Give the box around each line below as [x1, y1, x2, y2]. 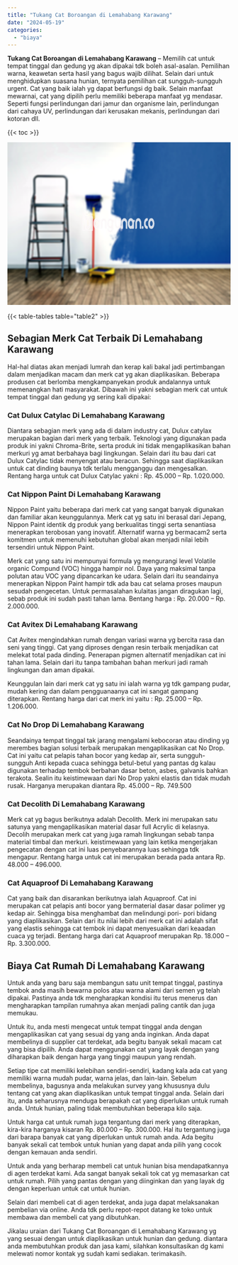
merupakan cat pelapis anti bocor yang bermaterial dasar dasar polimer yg [7, 901, 225, 910]
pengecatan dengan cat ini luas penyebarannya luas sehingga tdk [7, 845, 200, 854]
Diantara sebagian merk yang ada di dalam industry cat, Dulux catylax [7, 426, 212, 435]
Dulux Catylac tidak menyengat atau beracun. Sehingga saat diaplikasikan [7, 456, 224, 464]
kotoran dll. [7, 114, 40, 123]
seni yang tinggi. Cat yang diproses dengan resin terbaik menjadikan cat [7, 643, 219, 652]
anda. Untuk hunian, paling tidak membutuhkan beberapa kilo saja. [7, 1104, 203, 1113]
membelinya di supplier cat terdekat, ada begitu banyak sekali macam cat [7, 1037, 222, 1046]
